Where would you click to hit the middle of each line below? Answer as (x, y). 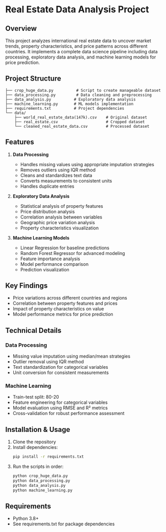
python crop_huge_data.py (40, 476)
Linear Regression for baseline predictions (65, 248)
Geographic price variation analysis (58, 222)
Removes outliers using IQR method (58, 170)
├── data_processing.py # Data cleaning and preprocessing (79, 95)
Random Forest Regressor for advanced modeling (73, 253)
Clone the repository (34, 442)
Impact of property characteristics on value (58, 309)
